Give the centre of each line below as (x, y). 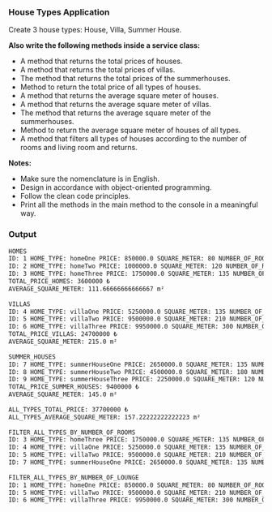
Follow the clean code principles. (75, 196)
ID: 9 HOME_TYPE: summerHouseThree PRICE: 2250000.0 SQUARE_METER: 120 (132, 380)
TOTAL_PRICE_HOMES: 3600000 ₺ (59, 282)
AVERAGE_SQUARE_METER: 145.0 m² (63, 395)
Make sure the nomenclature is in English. (90, 179)
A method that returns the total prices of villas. (98, 70)
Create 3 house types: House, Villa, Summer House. (95, 30)
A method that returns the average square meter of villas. (116, 105)
